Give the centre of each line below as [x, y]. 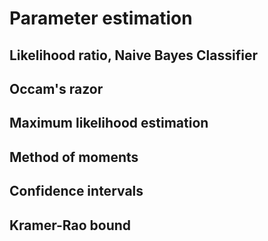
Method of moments [74, 157]
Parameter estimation [101, 18]
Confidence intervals [76, 191]
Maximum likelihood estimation [109, 123]
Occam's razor [56, 88]
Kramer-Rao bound [70, 225]
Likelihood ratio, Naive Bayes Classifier [134, 55]
